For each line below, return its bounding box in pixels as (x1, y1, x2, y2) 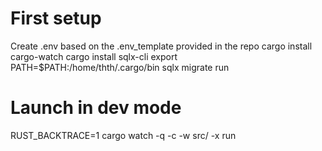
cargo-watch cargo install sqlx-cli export (10, 50, 178, 62)
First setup (10, 7, 102, 30)
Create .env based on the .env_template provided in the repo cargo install (10, 40, 313, 52)
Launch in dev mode (10, 97, 182, 119)
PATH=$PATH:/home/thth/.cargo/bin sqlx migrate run (10, 61, 230, 73)
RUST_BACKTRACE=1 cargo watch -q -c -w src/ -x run (10, 129, 237, 141)
